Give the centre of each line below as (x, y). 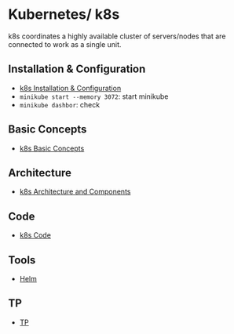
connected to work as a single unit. (65, 44)
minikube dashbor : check (60, 104)
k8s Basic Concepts (52, 148)
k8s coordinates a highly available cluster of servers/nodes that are (117, 36)
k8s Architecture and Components (75, 192)
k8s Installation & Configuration (70, 88)
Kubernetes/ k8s (64, 15)
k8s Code (35, 235)
